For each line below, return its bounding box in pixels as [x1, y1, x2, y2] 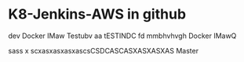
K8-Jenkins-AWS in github [8, 5, 187, 23]
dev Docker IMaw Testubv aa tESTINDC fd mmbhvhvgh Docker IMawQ [8, 31, 237, 40]
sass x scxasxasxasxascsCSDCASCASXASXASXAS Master [8, 46, 198, 55]
